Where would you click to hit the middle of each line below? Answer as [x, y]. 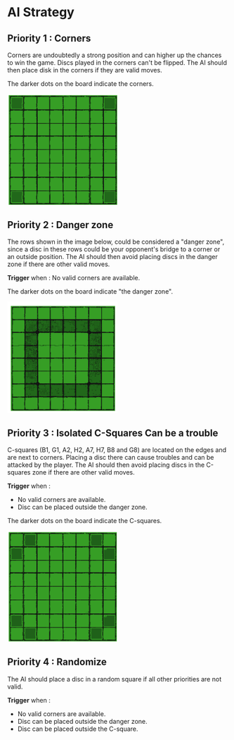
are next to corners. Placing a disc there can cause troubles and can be [111, 458]
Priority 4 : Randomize [57, 662]
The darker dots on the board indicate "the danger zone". [90, 291]
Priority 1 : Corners [49, 38]
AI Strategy [41, 12]
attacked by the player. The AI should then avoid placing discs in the [106, 465]
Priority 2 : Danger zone [60, 225]
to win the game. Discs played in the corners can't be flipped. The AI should [117, 63]
